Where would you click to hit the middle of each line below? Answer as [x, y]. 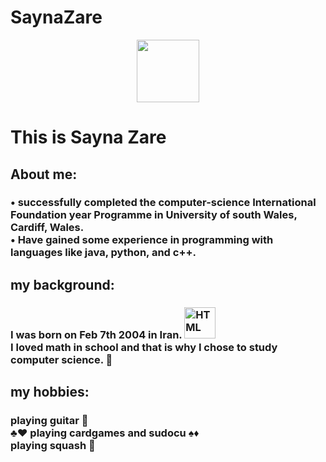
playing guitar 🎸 [49, 421]
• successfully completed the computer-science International [163, 203]
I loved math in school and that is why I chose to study [144, 347]
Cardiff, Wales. [47, 228]
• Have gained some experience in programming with [142, 240]
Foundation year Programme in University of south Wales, [154, 215]
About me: [44, 174]
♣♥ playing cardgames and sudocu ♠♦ [105, 433]
